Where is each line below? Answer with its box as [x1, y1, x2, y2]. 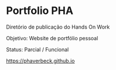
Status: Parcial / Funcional [6, 45, 69, 53]
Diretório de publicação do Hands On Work [6, 23, 110, 30]
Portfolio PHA [6, 4, 74, 17]
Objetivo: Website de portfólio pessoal [6, 34, 98, 41]
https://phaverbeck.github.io [6, 57, 75, 64]
